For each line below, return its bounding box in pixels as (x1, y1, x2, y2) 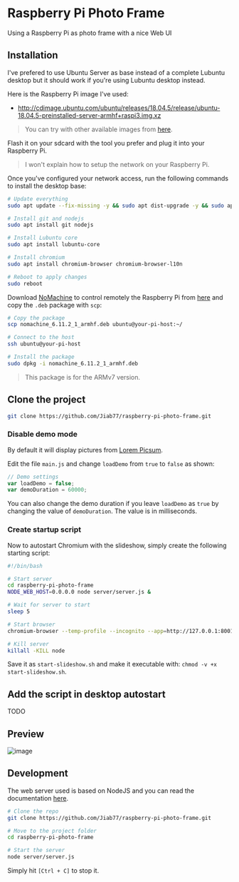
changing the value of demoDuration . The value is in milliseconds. (7, 507, 198, 515)
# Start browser (7, 621, 55, 628)
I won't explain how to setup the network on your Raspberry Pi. (24, 160, 210, 168)
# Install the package (7, 353, 75, 360)
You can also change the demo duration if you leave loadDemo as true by (7, 500, 219, 508)
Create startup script (7, 524, 82, 534)
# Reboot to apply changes (7, 273, 87, 280)
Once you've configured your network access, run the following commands (7, 173, 229, 183)
